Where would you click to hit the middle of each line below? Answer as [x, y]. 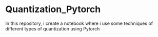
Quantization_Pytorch [53, 9]
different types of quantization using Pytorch [53, 28]
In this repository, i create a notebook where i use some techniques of [79, 23]
